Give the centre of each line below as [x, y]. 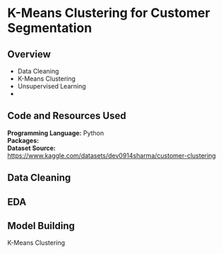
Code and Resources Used [67, 116]
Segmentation [50, 28]
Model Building [41, 225]
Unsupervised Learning [52, 86]
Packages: [23, 140]
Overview [29, 54]
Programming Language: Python [56, 133]
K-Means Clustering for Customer [109, 13]
